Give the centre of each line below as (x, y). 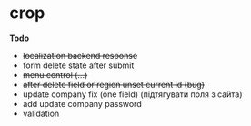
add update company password (82, 103)
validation (41, 113)
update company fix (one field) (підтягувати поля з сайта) (132, 94)
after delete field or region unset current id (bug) (113, 84)
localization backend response (80, 55)
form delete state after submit (78, 65)
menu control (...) (55, 74)
